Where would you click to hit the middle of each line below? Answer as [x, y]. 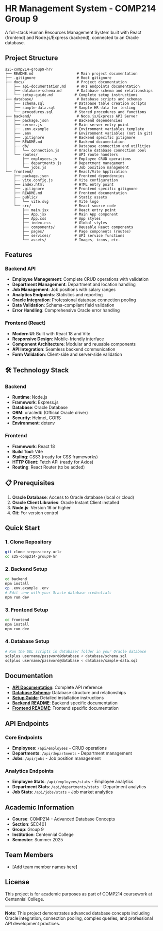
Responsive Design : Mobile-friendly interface [58, 339]
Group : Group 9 [28, 830]
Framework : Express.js [35, 402]
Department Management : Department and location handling [74, 284]
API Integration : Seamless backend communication [64, 349]
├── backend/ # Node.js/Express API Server [71, 116]
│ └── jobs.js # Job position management [67, 167]
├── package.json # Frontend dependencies [69, 176]
